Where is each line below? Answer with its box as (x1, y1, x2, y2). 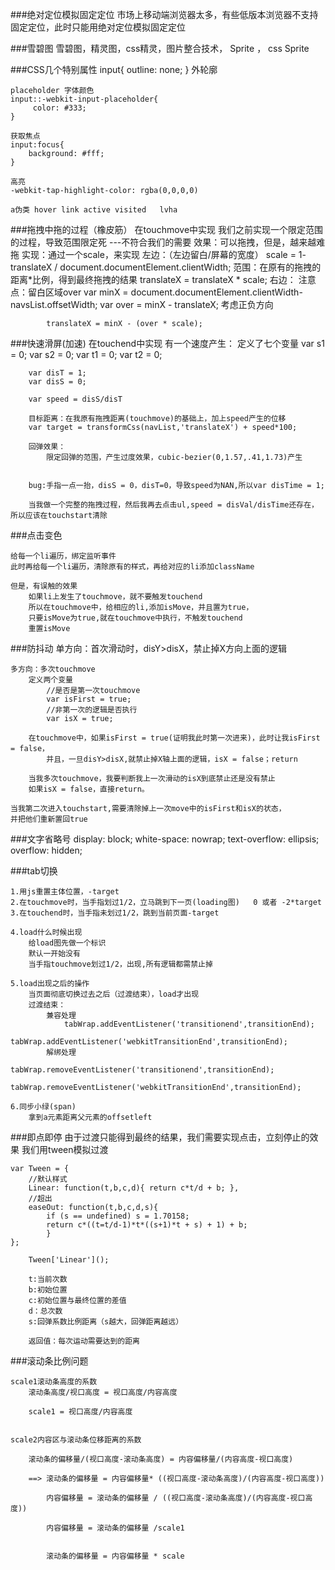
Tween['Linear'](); (28, 1255, 110, 1265)
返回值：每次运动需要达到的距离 (28, 1336, 141, 1346)
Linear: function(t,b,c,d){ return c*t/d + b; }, (28, 1183, 240, 1193)
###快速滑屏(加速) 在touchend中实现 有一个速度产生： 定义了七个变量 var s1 (10, 338, 325, 349)
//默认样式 (28, 1174, 68, 1184)
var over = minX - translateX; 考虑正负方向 (99, 299, 274, 310)
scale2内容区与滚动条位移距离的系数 (10, 1435, 142, 1445)
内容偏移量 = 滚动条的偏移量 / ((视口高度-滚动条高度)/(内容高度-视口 (46, 1493, 306, 1503)
